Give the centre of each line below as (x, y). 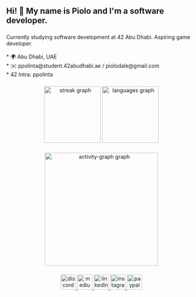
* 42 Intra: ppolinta (30, 75)
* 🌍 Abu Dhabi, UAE (32, 57)
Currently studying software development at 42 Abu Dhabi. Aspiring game (98, 37)
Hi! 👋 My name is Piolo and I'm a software (85, 11)
